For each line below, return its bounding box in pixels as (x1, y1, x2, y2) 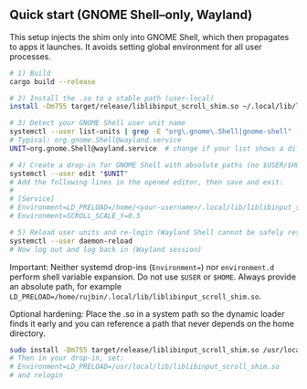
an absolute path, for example (9, 280, 122, 291)
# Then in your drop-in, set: (9, 353, 125, 363)
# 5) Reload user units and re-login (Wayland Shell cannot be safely (9, 227, 284, 237)
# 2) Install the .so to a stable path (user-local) (9, 93, 215, 103)
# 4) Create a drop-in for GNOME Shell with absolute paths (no (9, 160, 259, 170)
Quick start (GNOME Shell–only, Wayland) (9, 7, 253, 23)
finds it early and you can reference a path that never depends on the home (9, 318, 295, 329)
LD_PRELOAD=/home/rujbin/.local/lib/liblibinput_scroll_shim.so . (9, 290, 262, 301)
